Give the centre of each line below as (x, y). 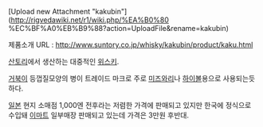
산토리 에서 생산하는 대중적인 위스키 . (64, 62)
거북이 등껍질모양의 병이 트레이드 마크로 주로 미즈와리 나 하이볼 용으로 (115, 78)
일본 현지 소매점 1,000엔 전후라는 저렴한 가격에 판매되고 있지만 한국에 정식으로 (130, 105)
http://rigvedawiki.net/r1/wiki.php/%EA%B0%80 (90, 20)
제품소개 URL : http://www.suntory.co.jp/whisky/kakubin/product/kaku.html (131, 44)
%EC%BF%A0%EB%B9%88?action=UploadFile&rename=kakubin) (119, 28)
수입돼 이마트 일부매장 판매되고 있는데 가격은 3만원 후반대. (99, 115)
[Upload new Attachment (49, 12)
